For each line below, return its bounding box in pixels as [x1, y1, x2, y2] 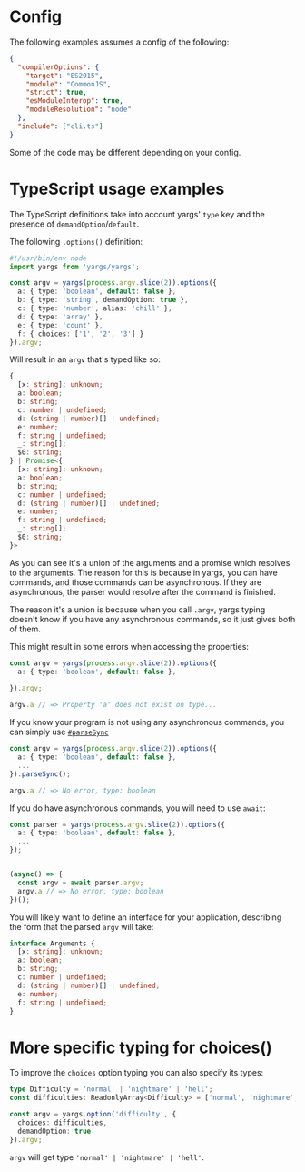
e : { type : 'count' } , [17, 320, 103, 329]
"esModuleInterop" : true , [25, 96, 124, 106]
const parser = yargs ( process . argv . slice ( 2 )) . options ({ [9, 820, 225, 829]
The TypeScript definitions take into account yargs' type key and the [9, 208, 265, 219]
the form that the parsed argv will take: [9, 921, 154, 932]
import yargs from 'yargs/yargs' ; [9, 262, 141, 271]
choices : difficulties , [17, 1117, 107, 1127]
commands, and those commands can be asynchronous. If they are [9, 576, 262, 588]
